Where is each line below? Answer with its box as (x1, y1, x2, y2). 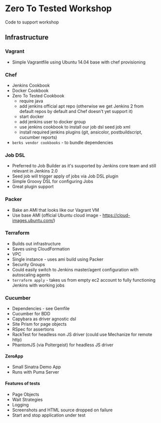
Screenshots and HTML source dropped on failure (12, 407, 113, 413)
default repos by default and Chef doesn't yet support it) (19, 108, 133, 114)
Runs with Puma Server (12, 369, 59, 375)
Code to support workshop (5, 19, 59, 25)
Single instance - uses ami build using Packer (12, 256, 104, 262)
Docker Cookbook (12, 88, 49, 93)
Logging (12, 401, 29, 407)
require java (19, 98, 43, 104)
